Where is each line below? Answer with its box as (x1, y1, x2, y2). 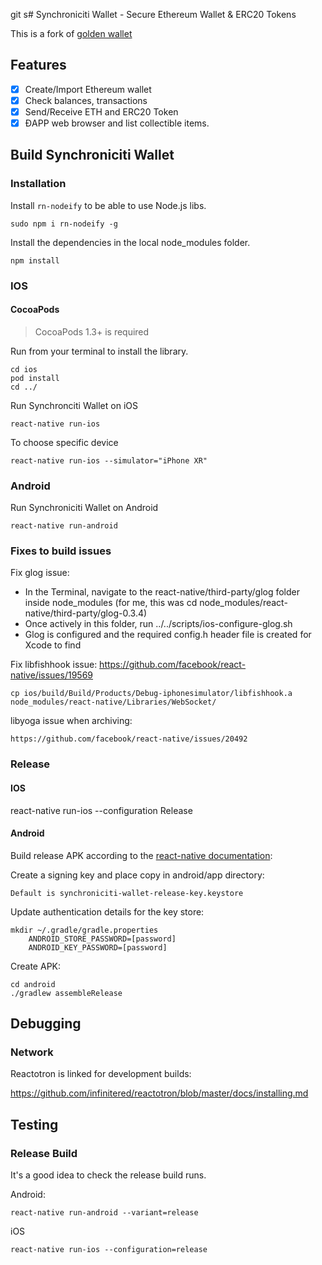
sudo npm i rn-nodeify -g (10, 219, 118, 229)
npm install (10, 255, 60, 266)
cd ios (10, 364, 38, 374)
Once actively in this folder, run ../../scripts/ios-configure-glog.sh (24, 618, 293, 630)
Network (10, 1045, 54, 1059)
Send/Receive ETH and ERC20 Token (24, 105, 179, 118)
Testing (10, 1116, 59, 1133)
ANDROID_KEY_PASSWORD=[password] (28, 942, 168, 953)
